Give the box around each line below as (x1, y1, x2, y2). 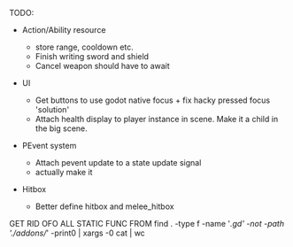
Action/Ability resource (21, 25, 106, 35)
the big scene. (35, 123, 89, 134)
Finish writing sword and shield (35, 51, 149, 61)
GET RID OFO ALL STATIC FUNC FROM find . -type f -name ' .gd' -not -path (9, 219, 285, 228)
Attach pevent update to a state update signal (35, 158, 202, 167)
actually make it (35, 167, 93, 177)
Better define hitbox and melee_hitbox (35, 201, 174, 212)
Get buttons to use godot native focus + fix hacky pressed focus (35, 95, 271, 105)
